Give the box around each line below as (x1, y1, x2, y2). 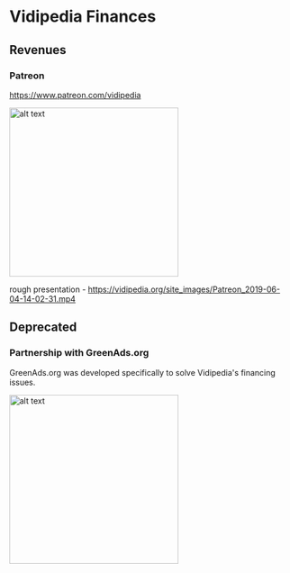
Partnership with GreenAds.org (9, 347, 150, 359)
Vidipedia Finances (9, 6, 157, 27)
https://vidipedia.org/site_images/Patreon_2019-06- (87, 284, 281, 295)
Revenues (9, 42, 67, 58)
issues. (9, 377, 36, 387)
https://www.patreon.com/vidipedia (9, 89, 141, 100)
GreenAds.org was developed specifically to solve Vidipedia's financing (9, 367, 276, 377)
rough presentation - (9, 284, 86, 295)
